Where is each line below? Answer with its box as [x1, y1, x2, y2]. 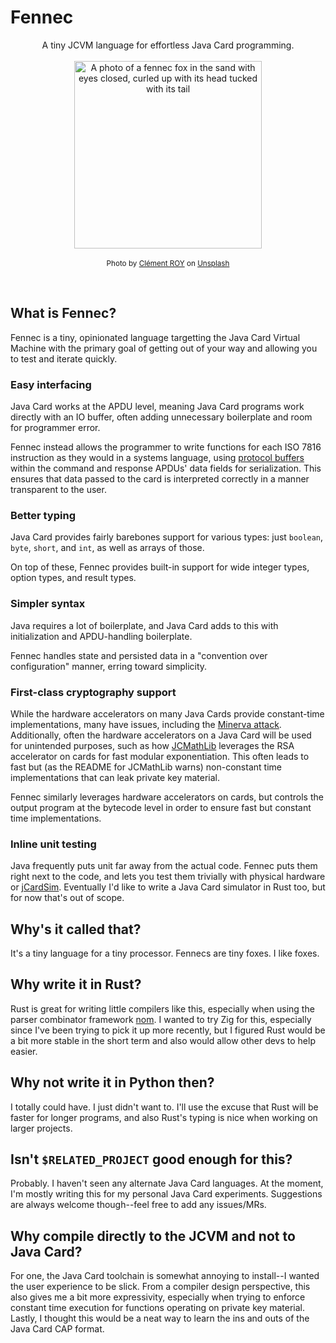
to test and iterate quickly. [10, 352, 118, 365]
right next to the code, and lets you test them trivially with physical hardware [10, 871, 326, 883]
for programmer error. [10, 422, 101, 434]
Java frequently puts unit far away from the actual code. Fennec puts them [10, 860, 318, 872]
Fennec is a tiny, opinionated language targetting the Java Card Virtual [10, 331, 301, 343]
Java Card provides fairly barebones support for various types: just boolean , [10, 531, 324, 543]
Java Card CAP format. [10, 1323, 105, 1335]
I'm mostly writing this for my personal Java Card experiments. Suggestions [10, 1188, 323, 1200]
